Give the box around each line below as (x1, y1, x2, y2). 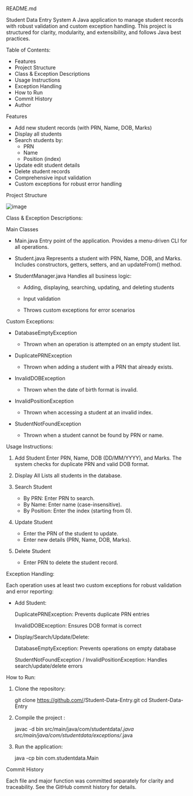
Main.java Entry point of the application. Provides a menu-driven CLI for (14, 237, 187, 244)
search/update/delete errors (14, 663, 83, 669)
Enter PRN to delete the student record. (23, 559, 119, 566)
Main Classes (6, 226, 39, 232)
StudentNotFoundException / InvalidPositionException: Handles (14, 656, 168, 663)
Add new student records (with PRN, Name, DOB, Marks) (14, 124, 152, 131)
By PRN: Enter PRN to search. (23, 495, 95, 501)
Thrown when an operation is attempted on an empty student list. (23, 340, 181, 348)
